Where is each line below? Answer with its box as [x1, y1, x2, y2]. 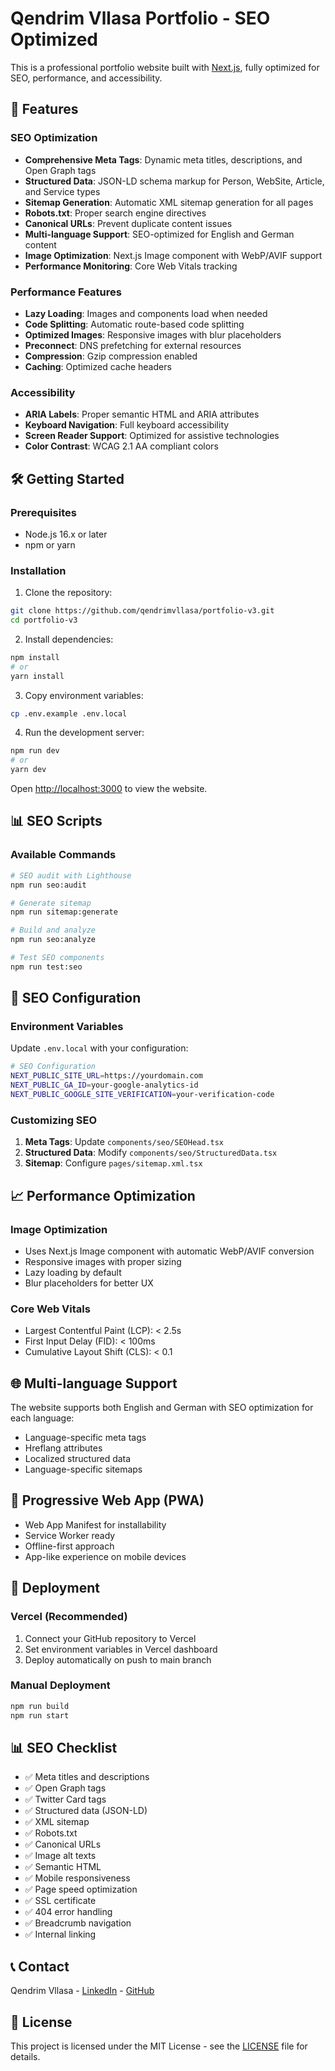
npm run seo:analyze [10, 935, 97, 945]
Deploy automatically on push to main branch [24, 1653, 212, 1666]
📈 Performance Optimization [10, 1187, 196, 1204]
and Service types [24, 185, 101, 197]
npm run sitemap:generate [10, 907, 118, 917]
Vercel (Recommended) [10, 1610, 128, 1624]
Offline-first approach [24, 1540, 115, 1552]
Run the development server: [24, 727, 145, 739]
